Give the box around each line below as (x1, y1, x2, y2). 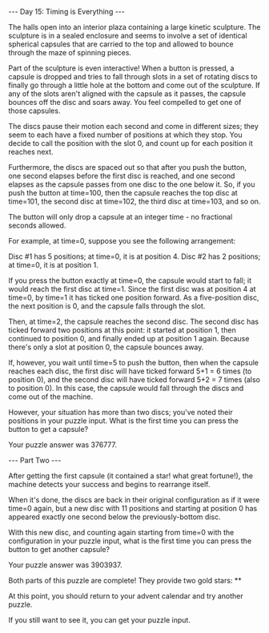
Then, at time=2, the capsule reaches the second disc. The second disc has (8, 316, 259, 326)
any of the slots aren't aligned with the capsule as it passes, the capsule (8, 89, 247, 99)
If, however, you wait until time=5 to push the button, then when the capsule (8, 358, 259, 367)
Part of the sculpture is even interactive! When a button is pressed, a (8, 63, 235, 73)
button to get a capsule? (8, 425, 89, 433)
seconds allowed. (8, 220, 66, 230)
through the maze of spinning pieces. (8, 48, 132, 57)
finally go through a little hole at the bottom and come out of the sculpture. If (8, 80, 260, 90)
